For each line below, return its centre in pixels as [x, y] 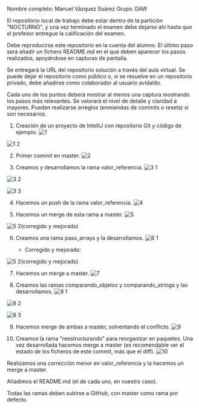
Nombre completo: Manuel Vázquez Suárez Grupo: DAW [77, 9]
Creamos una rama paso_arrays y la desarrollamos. [80, 238]
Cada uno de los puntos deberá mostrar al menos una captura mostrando [98, 94]
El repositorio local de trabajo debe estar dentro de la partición [85, 20]
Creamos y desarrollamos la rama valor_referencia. [79, 167]
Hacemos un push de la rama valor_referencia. [74, 202]
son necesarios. [27, 114]
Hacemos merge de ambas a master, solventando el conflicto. [93, 327]
